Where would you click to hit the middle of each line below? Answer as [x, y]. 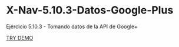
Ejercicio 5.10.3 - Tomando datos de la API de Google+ [72, 26]
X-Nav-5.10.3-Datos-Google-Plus [90, 10]
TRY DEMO [20, 38]
